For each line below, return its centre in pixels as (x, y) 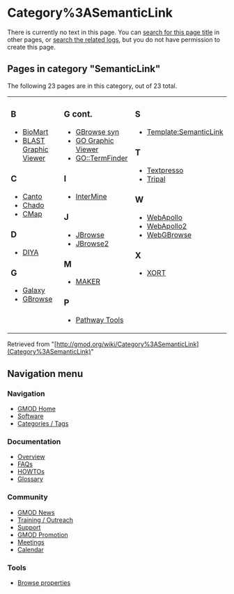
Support (29, 527)
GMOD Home (36, 409)
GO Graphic (95, 140)
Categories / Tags (43, 424)
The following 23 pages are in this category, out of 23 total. (92, 86)
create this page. (31, 47)
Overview (31, 457)
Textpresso (165, 170)
